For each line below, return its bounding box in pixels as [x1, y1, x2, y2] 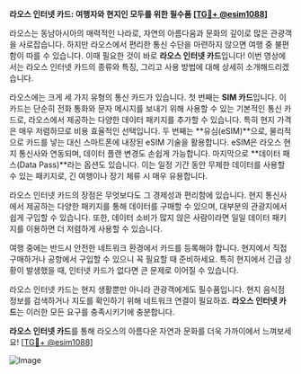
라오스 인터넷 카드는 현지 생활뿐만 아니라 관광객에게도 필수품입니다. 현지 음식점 [9, 284, 286, 295]
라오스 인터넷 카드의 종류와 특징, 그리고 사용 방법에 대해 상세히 [25, 62, 244, 72]
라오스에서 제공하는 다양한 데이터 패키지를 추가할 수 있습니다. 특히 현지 [28, 114, 276, 125]
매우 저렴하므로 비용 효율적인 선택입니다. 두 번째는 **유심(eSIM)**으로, [18, 126, 268, 136]
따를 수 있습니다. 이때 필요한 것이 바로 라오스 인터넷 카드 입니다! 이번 [25, 50, 262, 61]
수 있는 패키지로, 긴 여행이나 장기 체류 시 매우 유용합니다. [9, 171, 208, 181]
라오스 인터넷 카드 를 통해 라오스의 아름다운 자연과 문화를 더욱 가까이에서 [9, 325, 261, 336]
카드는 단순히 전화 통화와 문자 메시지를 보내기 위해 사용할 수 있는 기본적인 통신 [9, 103, 283, 113]
